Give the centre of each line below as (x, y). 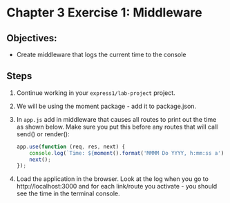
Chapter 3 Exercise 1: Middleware (104, 13)
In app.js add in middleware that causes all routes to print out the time (116, 119)
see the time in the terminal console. (68, 193)
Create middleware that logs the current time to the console (102, 54)
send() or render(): (43, 134)
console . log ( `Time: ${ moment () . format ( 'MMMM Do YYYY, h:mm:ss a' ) (127, 153)
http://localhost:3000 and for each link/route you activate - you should (117, 186)
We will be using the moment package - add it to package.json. (106, 106)
